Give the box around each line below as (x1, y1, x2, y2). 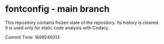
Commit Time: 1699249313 (5, 34, 60, 40)
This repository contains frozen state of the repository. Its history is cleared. (5, 20, 159, 25)
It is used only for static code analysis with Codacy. (5, 24, 109, 30)
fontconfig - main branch (5, 3, 110, 15)
